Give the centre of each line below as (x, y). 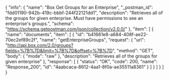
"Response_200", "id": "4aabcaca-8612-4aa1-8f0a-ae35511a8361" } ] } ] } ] (84, 67)
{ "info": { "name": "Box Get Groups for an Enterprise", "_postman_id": (79, 7)
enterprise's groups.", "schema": (40, 23)
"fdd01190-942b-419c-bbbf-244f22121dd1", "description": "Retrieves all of (84, 13)
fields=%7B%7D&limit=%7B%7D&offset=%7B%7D (59, 51)
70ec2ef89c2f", (22, 40)
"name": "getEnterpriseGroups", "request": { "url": (92, 40)
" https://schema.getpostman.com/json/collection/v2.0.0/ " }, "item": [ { (79, 29)
